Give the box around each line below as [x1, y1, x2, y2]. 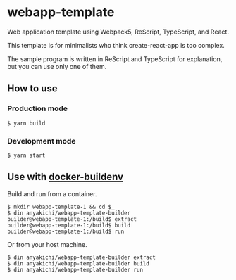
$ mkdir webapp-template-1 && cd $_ [7, 203, 115, 210]
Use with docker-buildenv [7, 171, 123, 183]
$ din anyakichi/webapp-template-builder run [7, 266, 143, 273]
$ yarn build [7, 120, 46, 127]
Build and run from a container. [7, 189, 97, 198]
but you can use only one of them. [7, 62, 107, 70]
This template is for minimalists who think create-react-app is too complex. [7, 41, 225, 49]
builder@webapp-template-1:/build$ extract [7, 215, 137, 222]
